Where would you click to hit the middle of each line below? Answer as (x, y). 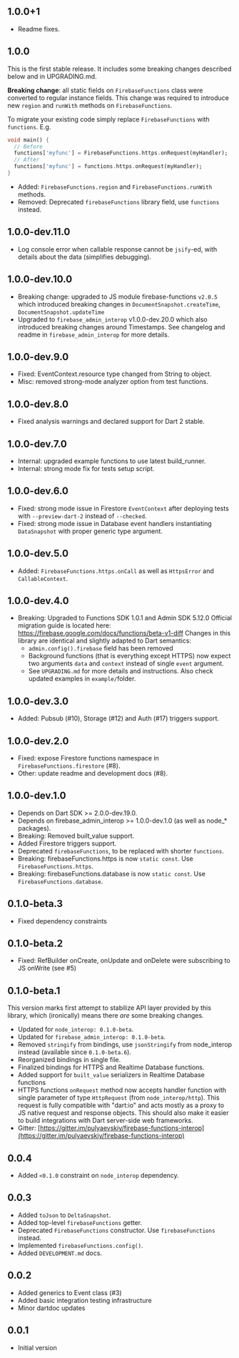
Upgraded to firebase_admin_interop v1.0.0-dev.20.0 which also (113, 319)
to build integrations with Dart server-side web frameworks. (106, 1121)
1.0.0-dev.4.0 (38, 601)
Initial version (37, 1347)
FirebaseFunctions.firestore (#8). (69, 765)
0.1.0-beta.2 (35, 944)
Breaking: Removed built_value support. (76, 836)
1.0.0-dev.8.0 (38, 404)
